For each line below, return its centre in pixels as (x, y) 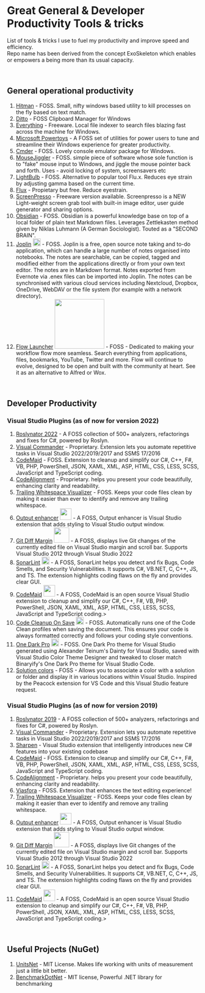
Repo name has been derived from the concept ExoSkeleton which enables (101, 53)
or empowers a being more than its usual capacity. (70, 60)
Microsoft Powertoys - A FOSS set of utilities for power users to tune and (107, 138)
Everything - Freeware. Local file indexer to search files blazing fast (101, 125)
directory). (29, 296)
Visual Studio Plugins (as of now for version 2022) (83, 421)
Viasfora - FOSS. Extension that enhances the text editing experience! (104, 790)
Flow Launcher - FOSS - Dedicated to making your (105, 346)
